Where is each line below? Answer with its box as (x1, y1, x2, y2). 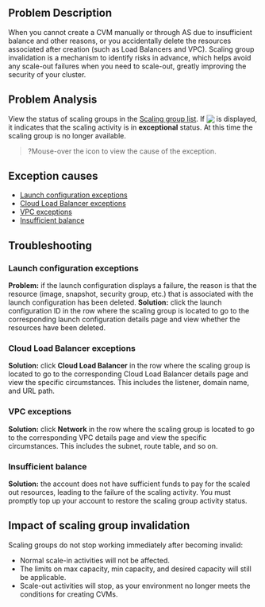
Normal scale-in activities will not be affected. (19, 555, 171, 565)
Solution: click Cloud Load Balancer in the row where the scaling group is (8, 361, 251, 371)
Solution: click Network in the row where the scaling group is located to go (8, 424, 255, 434)
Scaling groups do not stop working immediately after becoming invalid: (8, 540, 244, 550)
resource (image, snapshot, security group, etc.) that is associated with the (8, 290, 254, 299)
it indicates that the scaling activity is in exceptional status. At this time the (8, 123, 254, 132)
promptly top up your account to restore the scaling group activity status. (8, 496, 248, 506)
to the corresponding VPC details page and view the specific (8, 433, 207, 442)
